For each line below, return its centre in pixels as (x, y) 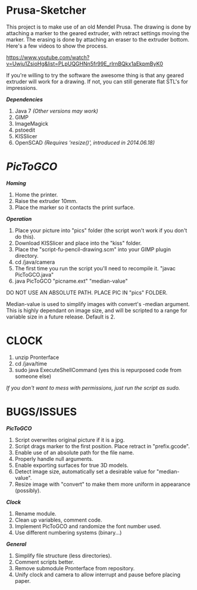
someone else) (33, 376)
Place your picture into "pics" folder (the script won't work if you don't (101, 230)
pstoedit (25, 130)
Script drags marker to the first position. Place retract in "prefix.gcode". (102, 446)
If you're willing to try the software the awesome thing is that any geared (95, 75)
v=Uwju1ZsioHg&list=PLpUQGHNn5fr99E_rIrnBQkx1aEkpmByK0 (85, 64)
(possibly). (28, 490)
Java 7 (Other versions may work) (56, 111)
